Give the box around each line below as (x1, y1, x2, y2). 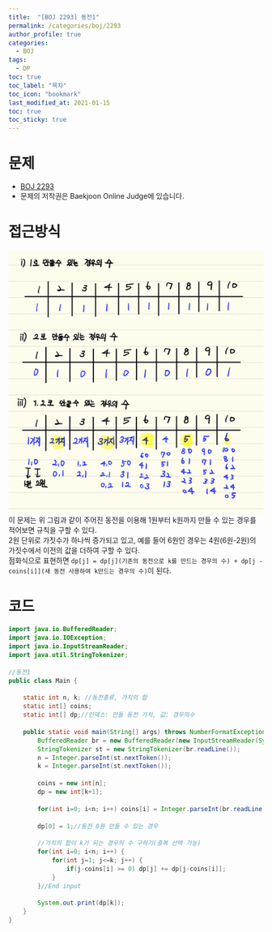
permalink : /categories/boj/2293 (8, 21, 121, 30)
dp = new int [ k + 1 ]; (37, 788, 104, 797)
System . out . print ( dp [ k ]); (37, 899, 125, 908)
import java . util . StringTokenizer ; (8, 651, 129, 659)
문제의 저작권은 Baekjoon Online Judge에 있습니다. (19, 191, 185, 201)
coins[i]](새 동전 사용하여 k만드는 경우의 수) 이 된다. (8, 565, 172, 575)
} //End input (37, 882, 82, 890)
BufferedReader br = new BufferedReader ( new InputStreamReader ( (37, 737, 259, 745)
